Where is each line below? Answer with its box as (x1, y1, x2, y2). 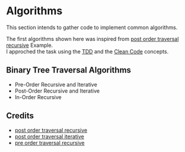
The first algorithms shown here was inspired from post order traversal (6, 35, 179, 42)
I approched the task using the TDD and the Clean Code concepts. (6, 47, 169, 55)
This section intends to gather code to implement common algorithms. (6, 24, 178, 31)
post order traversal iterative (14, 132, 85, 140)
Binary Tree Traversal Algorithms (6, 65, 132, 75)
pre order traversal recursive (14, 139, 85, 146)
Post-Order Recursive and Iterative (14, 87, 100, 94)
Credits (6, 111, 34, 121)
